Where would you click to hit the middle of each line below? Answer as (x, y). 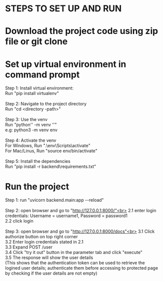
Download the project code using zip (82, 31)
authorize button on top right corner (42, 237)
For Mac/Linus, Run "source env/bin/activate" (51, 151)
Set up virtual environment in (66, 64)
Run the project (37, 186)
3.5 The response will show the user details (49, 258)
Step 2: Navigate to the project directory (46, 104)
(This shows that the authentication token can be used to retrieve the (75, 263)
